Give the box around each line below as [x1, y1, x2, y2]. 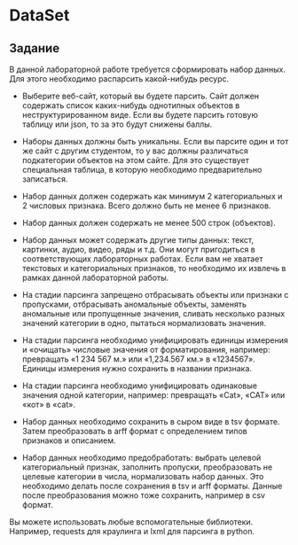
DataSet [9, 5, 70, 26]
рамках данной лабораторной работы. [21, 272, 169, 283]
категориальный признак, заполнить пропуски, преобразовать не [21, 462, 273, 472]
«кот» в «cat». [21, 400, 76, 409]
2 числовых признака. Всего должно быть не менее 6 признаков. [21, 200, 271, 211]
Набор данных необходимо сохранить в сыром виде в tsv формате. [21, 417, 280, 426]
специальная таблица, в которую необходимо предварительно [21, 165, 263, 175]
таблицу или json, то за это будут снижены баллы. [21, 119, 213, 129]
